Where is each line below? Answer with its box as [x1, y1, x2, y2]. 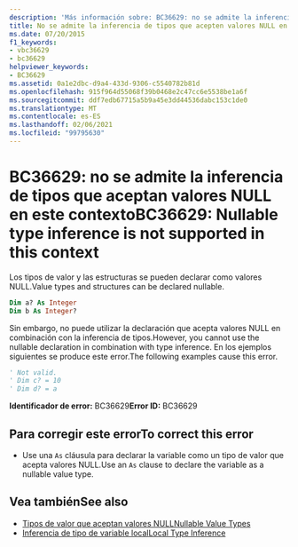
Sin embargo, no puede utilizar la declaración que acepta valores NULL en [9, 322, 281, 333]
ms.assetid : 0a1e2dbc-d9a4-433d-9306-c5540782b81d [9, 79, 200, 88]
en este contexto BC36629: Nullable [9, 205, 278, 225]
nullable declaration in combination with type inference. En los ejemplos [9, 341, 272, 352]
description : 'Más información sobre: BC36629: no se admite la [9, 12, 252, 22]
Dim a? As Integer [9, 298, 77, 307]
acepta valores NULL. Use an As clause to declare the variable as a [21, 459, 264, 470]
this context [9, 242, 99, 263]
